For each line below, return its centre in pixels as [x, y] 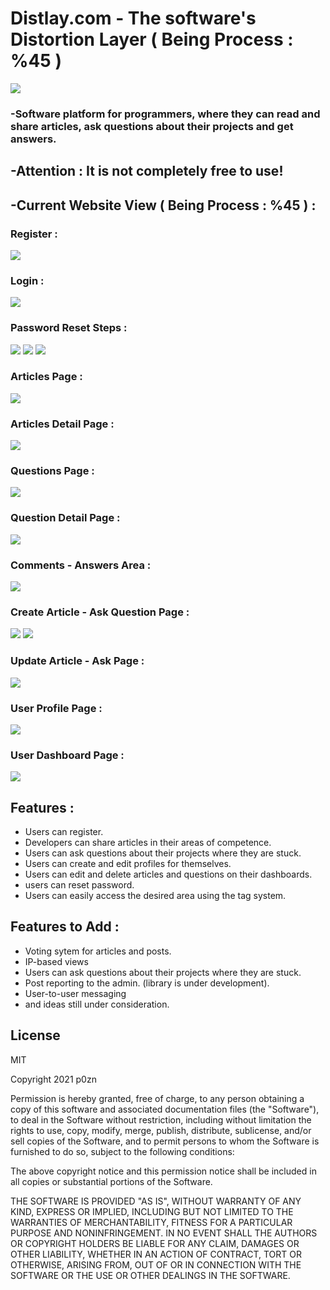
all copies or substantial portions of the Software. [111, 1181]
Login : [27, 280]
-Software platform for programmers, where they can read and [165, 114]
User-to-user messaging [75, 993]
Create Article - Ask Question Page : [100, 612]
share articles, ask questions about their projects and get [152, 126]
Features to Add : [65, 927]
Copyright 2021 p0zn [53, 1079]
